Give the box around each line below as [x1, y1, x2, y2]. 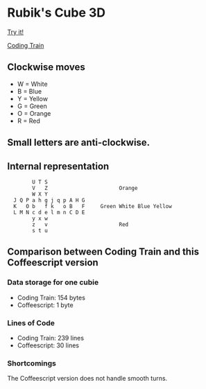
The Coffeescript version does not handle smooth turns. [7, 374, 168, 383]
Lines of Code [7, 318, 55, 327]
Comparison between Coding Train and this [7, 246, 200, 258]
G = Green [17, 102, 47, 110]
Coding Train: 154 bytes [17, 293, 85, 302]
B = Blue [17, 87, 42, 95]
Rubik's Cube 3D [7, 5, 106, 21]
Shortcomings [7, 358, 57, 368]
